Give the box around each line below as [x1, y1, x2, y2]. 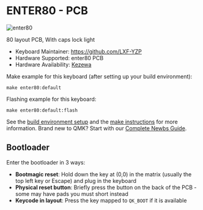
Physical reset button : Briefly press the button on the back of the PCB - [15, 184, 197, 191]
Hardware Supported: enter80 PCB [15, 54, 104, 61]
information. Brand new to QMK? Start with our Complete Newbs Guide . [6, 124, 187, 132]
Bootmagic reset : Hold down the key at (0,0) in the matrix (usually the [15, 170, 192, 178]
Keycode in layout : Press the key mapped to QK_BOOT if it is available [15, 196, 187, 204]
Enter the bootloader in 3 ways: [6, 158, 86, 166]
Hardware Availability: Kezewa [15, 61, 92, 68]
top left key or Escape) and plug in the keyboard [15, 177, 136, 184]
